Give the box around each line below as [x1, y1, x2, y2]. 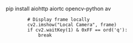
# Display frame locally [27, 17, 90, 23]
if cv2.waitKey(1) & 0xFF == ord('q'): [27, 27, 128, 33]
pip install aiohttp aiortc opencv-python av [5, 5, 111, 12]
